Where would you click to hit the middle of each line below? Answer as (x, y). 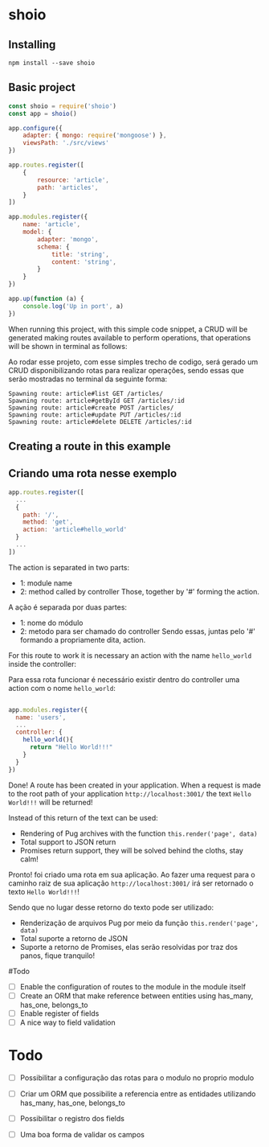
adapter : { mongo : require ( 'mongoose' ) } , (95, 136)
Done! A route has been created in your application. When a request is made (135, 785)
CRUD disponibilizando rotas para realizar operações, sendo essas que (126, 370)
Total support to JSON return (68, 841)
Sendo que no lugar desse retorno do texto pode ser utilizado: (111, 907)
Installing (32, 45)
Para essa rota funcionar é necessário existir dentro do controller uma (124, 679)
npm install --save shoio (51, 63)
